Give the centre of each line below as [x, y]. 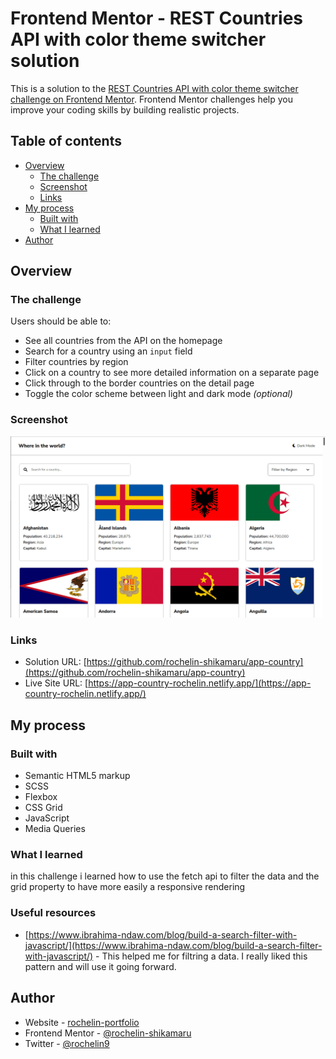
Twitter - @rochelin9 [67, 1043]
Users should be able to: [61, 321]
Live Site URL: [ [56, 683]
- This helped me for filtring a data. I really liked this [201, 956]
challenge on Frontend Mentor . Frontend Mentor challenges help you [151, 99]
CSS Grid [43, 808]
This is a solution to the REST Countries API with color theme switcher [154, 88]
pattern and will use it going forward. [100, 966]
